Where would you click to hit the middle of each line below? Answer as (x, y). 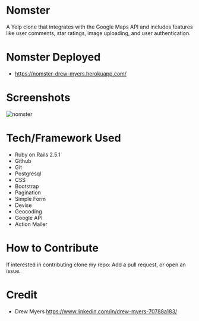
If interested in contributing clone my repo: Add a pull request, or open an (96, 265)
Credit (22, 295)
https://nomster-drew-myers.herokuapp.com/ (70, 73)
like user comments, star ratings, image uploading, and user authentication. (99, 33)
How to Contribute (53, 248)
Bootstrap (27, 186)
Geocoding (29, 211)
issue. (13, 270)
